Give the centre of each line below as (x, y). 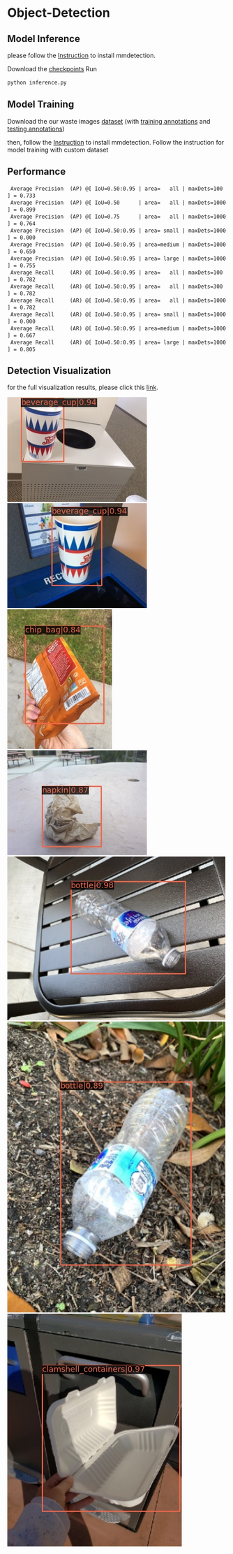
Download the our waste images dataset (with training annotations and (109, 121)
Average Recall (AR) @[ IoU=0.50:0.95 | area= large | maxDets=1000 (118, 342)
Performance (37, 172)
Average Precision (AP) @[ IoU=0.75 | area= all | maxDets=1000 (118, 217)
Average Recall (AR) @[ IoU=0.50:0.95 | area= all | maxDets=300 (116, 286)
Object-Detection (59, 13)
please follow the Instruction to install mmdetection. (81, 55)
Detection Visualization (59, 371)
